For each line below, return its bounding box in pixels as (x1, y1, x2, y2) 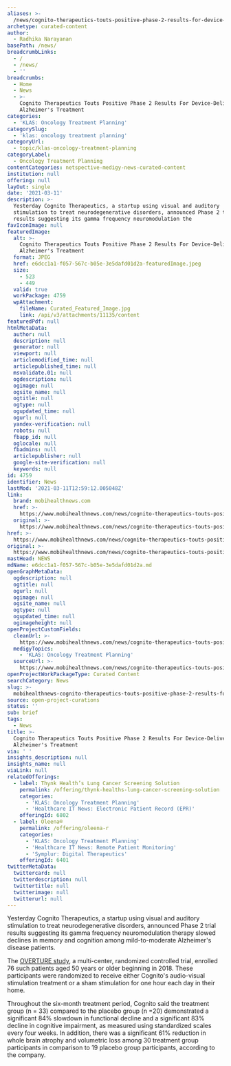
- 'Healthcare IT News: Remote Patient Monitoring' (25, 844, 177, 851)
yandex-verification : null (13, 420, 91, 428)
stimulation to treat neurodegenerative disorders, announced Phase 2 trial (7, 922, 217, 930)
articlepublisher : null (13, 453, 81, 460)
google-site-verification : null (13, 460, 107, 466)
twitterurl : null (13, 895, 63, 902)
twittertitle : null (13, 882, 69, 889)
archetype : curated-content (7, 23, 88, 30)
